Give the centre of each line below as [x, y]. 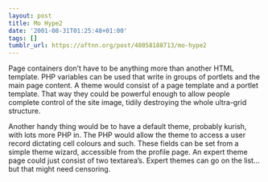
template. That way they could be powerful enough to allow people [120, 94]
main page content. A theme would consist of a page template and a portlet [134, 86]
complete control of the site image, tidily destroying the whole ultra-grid [128, 103]
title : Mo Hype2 [35, 23]
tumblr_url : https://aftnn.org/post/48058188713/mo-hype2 [107, 46]
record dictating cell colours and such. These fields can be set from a [124, 144]
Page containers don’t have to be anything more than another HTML [122, 68]
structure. [25, 111]
